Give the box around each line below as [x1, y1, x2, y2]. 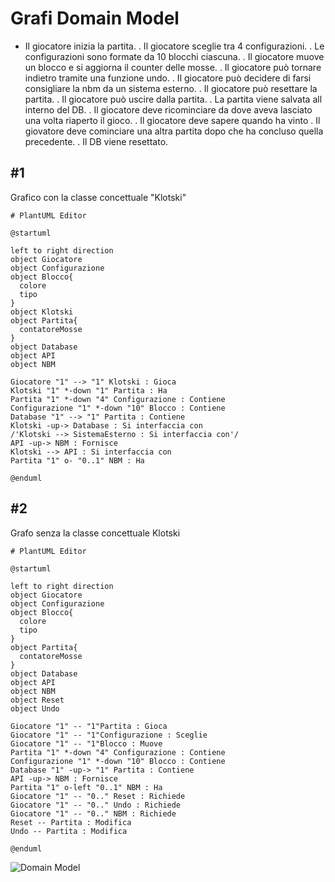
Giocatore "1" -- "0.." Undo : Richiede [10, 800, 182, 810]
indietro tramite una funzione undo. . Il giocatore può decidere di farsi [24, 72, 312, 84]
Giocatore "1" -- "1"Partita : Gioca [10, 721, 168, 731]
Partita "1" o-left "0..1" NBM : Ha [10, 782, 163, 792]
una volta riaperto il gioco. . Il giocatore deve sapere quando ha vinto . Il [24, 114, 321, 126]
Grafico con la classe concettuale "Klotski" [10, 191, 187, 203]
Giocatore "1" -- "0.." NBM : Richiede [10, 808, 177, 819]
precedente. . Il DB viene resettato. [24, 135, 169, 147]
